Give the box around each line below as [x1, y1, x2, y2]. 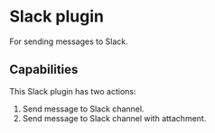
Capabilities [9, 62, 79, 77]
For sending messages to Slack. [9, 36, 128, 47]
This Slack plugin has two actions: [9, 85, 137, 96]
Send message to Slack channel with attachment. [22, 112, 207, 123]
